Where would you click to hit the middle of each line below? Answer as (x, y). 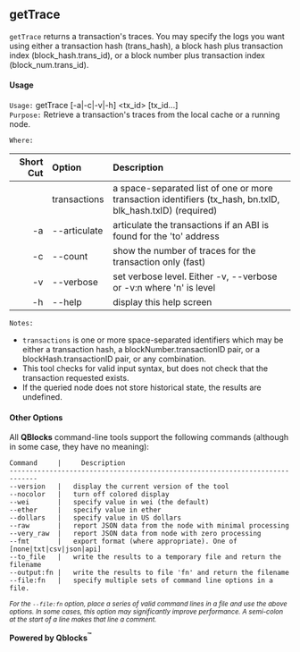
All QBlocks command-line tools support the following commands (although (149, 437)
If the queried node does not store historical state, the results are (142, 387)
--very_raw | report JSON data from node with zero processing (135, 534)
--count (70, 257)
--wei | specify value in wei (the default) (109, 503)
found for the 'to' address (167, 236)
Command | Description (67, 463)
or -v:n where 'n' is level (164, 288)
